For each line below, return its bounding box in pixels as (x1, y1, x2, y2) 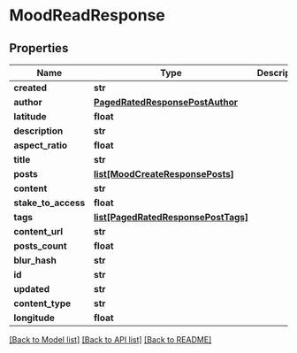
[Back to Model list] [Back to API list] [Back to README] (9, 334, 212, 345)
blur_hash (13, 254, 57, 266)
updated (13, 283, 50, 295)
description (13, 125, 64, 137)
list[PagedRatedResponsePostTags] (93, 211, 249, 223)
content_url (13, 226, 64, 237)
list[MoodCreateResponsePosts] (93, 168, 234, 180)
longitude (13, 311, 55, 324)
